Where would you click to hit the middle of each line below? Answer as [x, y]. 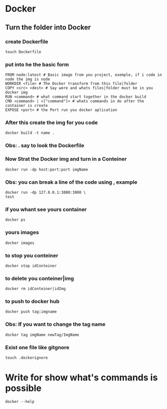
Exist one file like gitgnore [37, 347]
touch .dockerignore [27, 358]
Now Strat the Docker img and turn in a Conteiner [66, 159]
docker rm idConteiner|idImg [35, 289]
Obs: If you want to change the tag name [55, 324]
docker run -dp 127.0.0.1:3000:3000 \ [45, 192]
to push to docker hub [32, 302]
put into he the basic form [37, 64]
